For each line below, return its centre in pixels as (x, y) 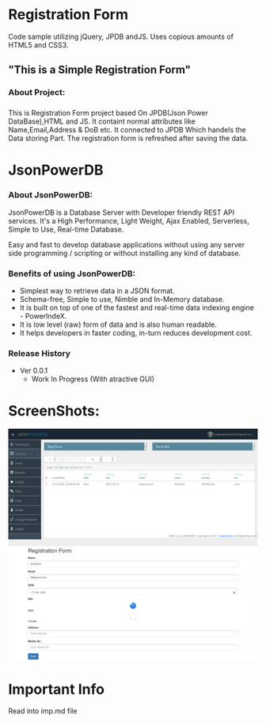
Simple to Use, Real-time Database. (66, 229)
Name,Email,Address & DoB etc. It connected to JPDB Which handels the (127, 130)
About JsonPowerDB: (51, 195)
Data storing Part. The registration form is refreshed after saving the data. (128, 138)
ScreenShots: (54, 411)
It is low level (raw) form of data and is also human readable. (118, 324)
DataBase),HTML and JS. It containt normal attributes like (102, 121)
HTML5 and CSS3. (38, 44)
